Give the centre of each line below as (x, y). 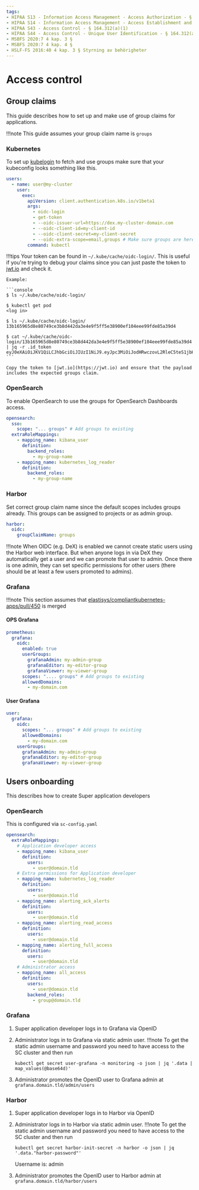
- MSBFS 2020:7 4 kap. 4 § (39, 45)
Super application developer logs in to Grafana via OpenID (86, 1028)
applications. (22, 122)
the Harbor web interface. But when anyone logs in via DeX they (84, 553)
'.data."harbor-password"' (48, 1153)
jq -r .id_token (31, 347)
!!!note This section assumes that (46, 600)
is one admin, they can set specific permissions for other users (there (91, 565)
